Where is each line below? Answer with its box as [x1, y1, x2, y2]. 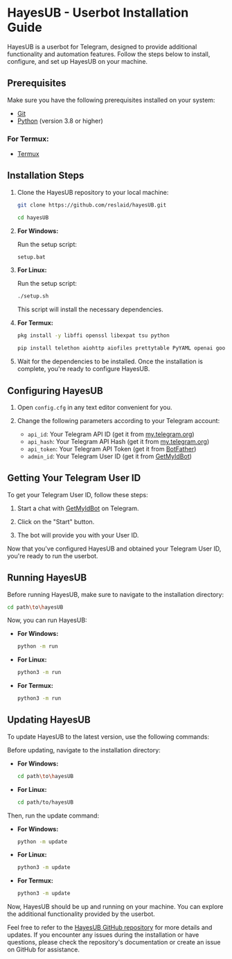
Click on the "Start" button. [17, 517, 95, 526]
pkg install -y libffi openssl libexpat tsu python [17, 332, 170, 339]
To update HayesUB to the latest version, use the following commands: [7, 732, 210, 741]
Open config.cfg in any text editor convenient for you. [17, 403, 172, 411]
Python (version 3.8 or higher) [17, 116, 104, 125]
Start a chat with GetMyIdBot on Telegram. [17, 504, 139, 512]
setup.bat [17, 253, 46, 261]
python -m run [17, 643, 58, 650]
